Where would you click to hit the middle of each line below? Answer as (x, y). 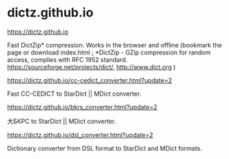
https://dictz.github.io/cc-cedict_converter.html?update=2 (90, 80)
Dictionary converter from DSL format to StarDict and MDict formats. (104, 148)
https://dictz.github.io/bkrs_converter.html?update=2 (82, 107)
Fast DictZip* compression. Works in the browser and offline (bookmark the (114, 45)
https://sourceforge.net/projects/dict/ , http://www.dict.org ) (91, 67)
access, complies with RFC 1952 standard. (67, 59)
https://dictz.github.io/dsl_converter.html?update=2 (80, 135)
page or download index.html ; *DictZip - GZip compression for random (109, 52)
